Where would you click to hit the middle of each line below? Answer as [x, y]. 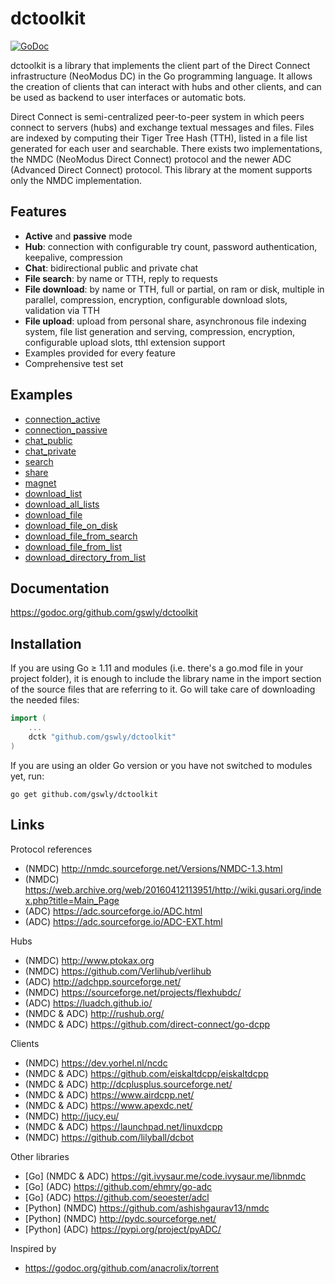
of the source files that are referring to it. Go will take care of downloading [163, 689]
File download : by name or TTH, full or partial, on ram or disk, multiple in [174, 289]
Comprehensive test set [74, 363]
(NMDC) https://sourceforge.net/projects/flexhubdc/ [133, 992]
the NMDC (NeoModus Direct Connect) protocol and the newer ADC [151, 159]
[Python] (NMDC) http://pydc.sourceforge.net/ [120, 1218]
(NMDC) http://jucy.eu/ [72, 1116]
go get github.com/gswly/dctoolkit [84, 794]
